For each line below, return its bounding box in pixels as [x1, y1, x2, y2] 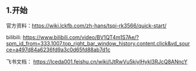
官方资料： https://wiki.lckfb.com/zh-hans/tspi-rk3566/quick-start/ [6, 22, 167, 29]
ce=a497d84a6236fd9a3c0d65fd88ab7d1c [6, 46, 111, 53]
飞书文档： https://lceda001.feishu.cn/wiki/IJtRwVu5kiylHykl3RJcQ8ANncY [6, 58, 188, 65]
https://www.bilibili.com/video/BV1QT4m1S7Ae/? [22, 34, 139, 41]
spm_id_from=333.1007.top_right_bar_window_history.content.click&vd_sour [6, 40, 190, 47]
